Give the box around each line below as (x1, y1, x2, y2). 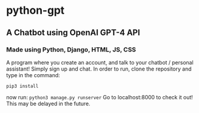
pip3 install (6, 83, 39, 89)
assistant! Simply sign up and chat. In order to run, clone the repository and (6, 65, 192, 72)
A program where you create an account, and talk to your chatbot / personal (6, 59, 194, 66)
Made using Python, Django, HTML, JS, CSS (6, 45, 136, 54)
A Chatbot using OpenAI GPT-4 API (6, 28, 140, 38)
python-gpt (6, 4, 65, 17)
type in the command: (6, 71, 60, 78)
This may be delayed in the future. (6, 100, 91, 107)
